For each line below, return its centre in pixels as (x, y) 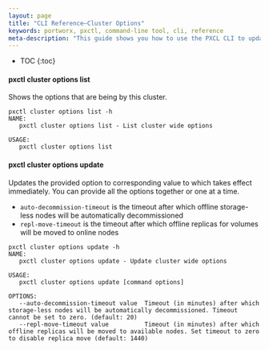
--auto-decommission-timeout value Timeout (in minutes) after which (139, 303)
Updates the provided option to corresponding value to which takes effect (130, 182)
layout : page (30, 16)
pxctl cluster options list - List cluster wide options (116, 126)
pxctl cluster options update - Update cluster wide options (123, 261)
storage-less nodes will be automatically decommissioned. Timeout (123, 310)
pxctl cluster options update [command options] (101, 282)
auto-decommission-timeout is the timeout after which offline (119, 206)
